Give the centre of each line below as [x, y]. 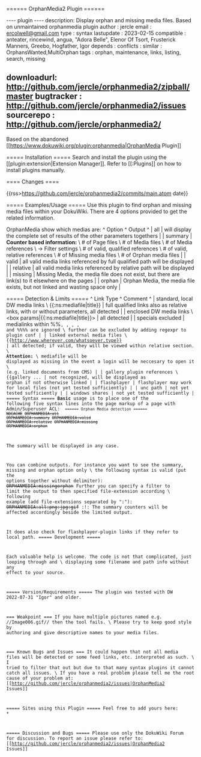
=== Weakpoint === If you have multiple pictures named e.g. [84, 617]
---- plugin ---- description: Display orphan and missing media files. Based [99, 20]
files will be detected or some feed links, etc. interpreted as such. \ [100, 657]
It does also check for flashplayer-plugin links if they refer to [92, 532]
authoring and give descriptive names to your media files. [83, 632]
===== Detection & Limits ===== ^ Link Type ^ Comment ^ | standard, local [100, 298]
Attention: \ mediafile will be [46, 356]
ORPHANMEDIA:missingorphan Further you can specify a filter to [88, 486]
